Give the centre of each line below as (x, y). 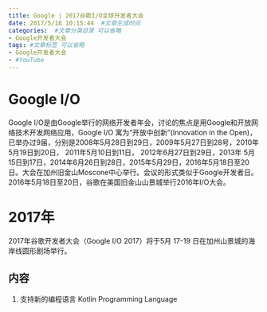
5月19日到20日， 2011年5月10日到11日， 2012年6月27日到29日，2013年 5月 (132, 152)
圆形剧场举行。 (47, 251)
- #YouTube (26, 60)
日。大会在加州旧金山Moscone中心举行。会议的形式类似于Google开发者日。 (133, 172)
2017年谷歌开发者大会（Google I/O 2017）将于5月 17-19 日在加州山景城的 (128, 240)
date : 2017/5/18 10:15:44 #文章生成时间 (75, 23)
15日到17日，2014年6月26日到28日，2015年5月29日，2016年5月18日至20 (129, 162)
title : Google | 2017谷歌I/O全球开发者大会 (76, 16)
